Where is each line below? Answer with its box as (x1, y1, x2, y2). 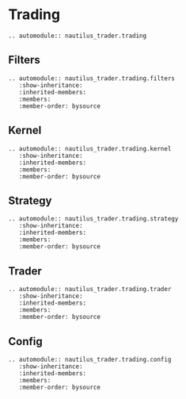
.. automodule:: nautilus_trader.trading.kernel (8, 144, 172, 152)
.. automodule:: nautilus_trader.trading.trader (8, 286, 172, 293)
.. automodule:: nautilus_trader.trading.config (8, 355, 172, 363)
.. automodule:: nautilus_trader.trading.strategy (8, 215, 179, 223)
